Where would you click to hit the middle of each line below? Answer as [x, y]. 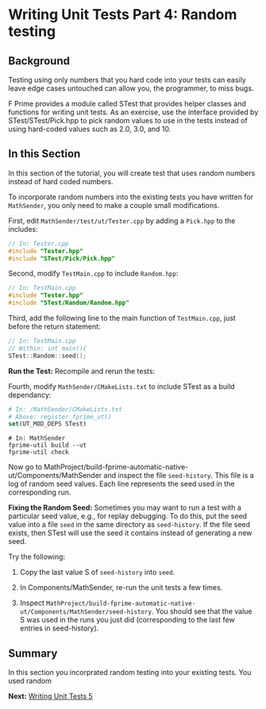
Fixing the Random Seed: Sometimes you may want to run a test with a [125, 508]
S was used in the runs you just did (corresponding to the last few [127, 620]
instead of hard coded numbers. [61, 181]
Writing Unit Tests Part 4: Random [123, 15]
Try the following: [37, 557]
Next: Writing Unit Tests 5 [50, 696]
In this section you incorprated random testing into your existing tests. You [130, 672]
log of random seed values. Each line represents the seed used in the [121, 484]
